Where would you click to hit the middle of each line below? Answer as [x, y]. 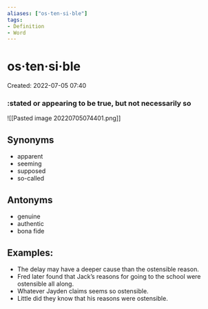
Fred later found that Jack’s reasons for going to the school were [109, 276]
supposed [31, 171]
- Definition [26, 26]
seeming [30, 164]
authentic [31, 224]
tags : [15, 20]
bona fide [31, 231]
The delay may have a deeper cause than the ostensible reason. [108, 269]
